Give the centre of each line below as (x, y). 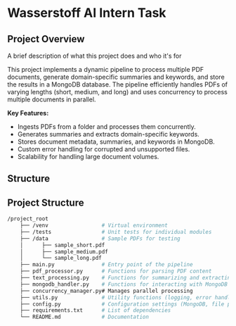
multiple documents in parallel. (52, 99)
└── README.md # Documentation (85, 317)
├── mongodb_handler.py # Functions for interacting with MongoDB (124, 284)
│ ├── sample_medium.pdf (64, 251)
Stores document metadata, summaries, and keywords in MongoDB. (116, 142)
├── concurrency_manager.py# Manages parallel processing (106, 291)
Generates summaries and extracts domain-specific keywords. (109, 134)
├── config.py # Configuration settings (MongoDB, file (122, 304)
